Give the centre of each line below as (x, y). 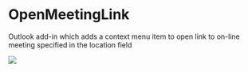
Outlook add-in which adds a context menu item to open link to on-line (124, 36)
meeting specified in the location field (70, 44)
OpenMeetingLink (69, 15)
